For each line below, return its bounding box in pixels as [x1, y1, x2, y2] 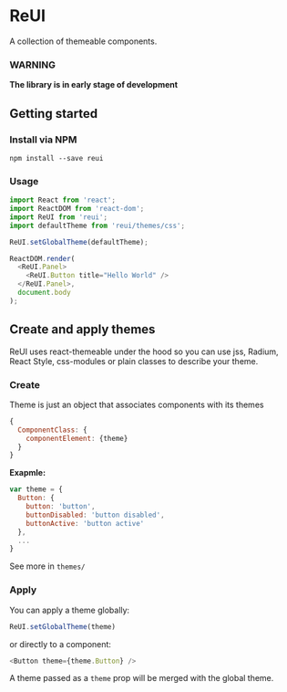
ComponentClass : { [17, 425, 88, 435]
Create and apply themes [9, 321, 156, 338]
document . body [17, 288, 71, 298]
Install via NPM [9, 133, 77, 146]
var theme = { [9, 485, 64, 494]
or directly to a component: [9, 638, 112, 649]
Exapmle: [9, 467, 46, 478]
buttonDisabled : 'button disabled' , [26, 510, 166, 519]
